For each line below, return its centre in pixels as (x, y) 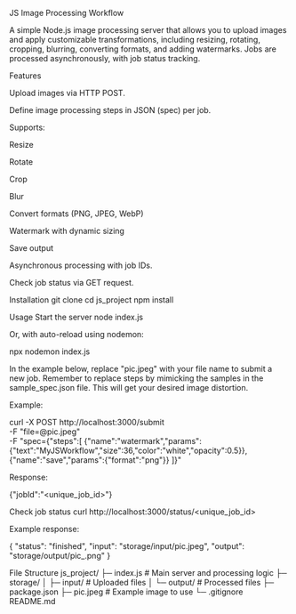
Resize (21, 145)
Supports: (28, 127)
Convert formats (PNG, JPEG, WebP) (76, 214)
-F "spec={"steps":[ (46, 441)
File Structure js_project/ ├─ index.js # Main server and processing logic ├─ (148, 573)
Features (25, 76)
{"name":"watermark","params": (143, 441)
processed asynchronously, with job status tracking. (105, 58)
